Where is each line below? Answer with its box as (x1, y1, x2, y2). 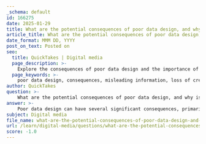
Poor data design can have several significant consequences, (17, 105, 180, 112)
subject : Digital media (6, 112, 67, 118)
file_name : (6, 117, 34, 123)
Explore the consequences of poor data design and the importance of (17, 66, 199, 72)
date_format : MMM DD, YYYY (6, 37, 75, 44)
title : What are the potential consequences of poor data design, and (6, 26, 191, 32)
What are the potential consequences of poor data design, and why (17, 94, 193, 100)
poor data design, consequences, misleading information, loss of (17, 77, 191, 83)
